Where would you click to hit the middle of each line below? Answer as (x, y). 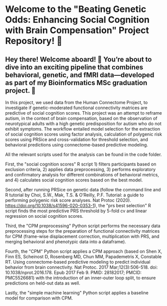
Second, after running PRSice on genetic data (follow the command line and (83, 190)
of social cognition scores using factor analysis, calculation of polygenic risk (83, 134)
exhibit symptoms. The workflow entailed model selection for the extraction (83, 129)
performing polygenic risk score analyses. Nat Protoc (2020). (68, 200)
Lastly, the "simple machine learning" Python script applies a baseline (77, 293)
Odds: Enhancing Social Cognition (77, 20)
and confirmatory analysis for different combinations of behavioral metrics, (82, 175)
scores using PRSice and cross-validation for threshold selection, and (77, 140)
